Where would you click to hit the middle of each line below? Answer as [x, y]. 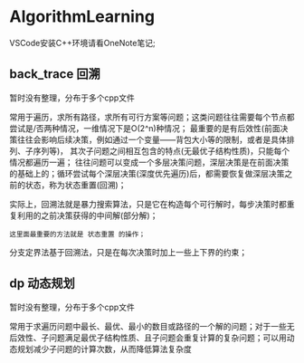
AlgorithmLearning [82, 17]
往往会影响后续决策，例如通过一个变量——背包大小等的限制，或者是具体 [152, 139]
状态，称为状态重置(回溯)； [76, 185]
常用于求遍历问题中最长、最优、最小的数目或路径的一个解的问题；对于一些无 [152, 326]
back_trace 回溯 [55, 74]
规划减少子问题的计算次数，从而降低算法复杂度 [104, 349]
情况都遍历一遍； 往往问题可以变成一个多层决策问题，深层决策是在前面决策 [149, 162]
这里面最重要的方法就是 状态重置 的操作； [78, 234]
